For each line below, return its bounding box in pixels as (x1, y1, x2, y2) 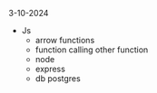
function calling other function (34, 44, 149, 55)
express (34, 63, 65, 74)
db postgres (34, 73, 81, 84)
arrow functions (34, 35, 95, 45)
